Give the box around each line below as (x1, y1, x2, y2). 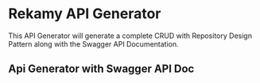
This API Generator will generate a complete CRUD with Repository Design (8, 31, 253, 40)
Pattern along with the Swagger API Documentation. (8, 39, 179, 48)
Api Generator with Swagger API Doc (8, 62, 195, 76)
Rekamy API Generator (8, 5, 161, 23)
